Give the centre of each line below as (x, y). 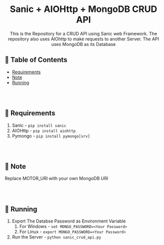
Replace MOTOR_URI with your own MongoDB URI (56, 179)
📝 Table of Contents (36, 60)
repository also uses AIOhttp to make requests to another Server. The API (83, 39)
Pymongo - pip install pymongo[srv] (51, 136)
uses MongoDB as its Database (83, 44)
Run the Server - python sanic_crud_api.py (56, 237)
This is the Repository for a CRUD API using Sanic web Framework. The (83, 33)
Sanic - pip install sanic (39, 125)
